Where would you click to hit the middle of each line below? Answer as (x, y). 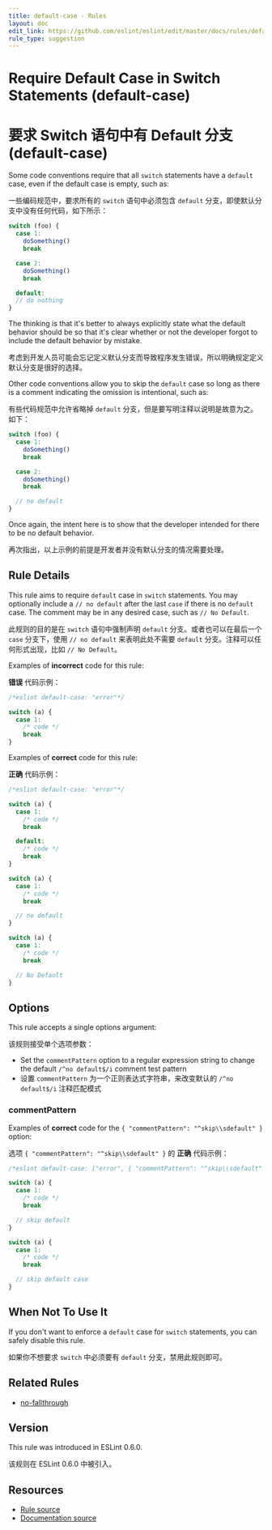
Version (28, 1428)
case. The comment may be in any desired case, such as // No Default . (129, 612)
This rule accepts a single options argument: (83, 1027)
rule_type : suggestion (47, 38)
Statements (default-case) (100, 96)
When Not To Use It (58, 1312)
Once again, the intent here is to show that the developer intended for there (134, 524)
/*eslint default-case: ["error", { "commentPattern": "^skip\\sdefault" (136, 1168)
